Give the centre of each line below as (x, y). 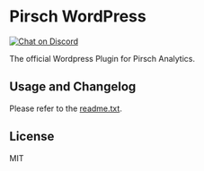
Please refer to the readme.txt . (66, 108)
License (32, 137)
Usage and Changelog (73, 87)
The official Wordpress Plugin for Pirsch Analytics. (102, 58)
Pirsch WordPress (78, 17)
